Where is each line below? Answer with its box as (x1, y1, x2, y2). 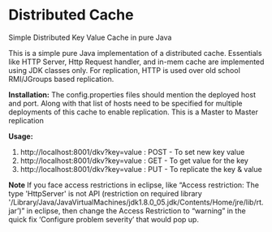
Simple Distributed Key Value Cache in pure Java (8, 32, 172, 42)
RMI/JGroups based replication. (8, 74, 114, 84)
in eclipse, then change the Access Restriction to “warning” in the (26, 205, 246, 216)
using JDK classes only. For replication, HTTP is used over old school (8, 65, 241, 75)
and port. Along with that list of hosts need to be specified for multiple (8, 98, 243, 108)
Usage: (8, 131, 34, 141)
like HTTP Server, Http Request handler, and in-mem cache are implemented (8, 57, 265, 67)
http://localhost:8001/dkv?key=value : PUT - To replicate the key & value (19, 164, 262, 174)
